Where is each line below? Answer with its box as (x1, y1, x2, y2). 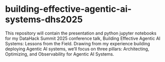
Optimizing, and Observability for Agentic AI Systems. (5, 51, 114, 57)
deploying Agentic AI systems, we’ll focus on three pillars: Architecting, (5, 46, 149, 52)
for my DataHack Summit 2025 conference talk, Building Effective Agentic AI (5, 35, 161, 41)
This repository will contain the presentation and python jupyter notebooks (5, 30, 157, 36)
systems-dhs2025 (5, 14, 83, 25)
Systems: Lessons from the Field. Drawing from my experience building (5, 40, 150, 46)
